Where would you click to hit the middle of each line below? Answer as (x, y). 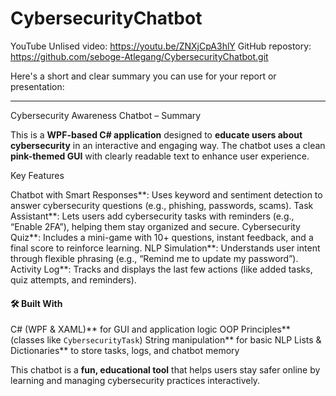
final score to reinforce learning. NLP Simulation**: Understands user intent (165, 248)
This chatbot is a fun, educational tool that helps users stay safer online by (165, 370)
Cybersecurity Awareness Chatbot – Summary (106, 115)
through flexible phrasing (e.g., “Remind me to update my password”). (154, 258)
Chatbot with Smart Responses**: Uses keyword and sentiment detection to (166, 194)
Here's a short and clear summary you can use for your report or (143, 76)
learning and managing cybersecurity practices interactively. (135, 381)
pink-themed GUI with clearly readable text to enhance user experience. (160, 156)
